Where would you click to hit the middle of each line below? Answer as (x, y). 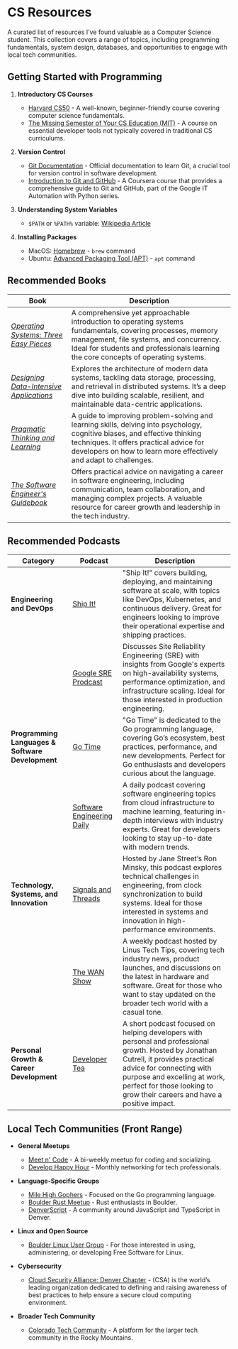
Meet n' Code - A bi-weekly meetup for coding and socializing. (120, 1160)
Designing (28, 377)
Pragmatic (28, 429)
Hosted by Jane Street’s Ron (170, 858)
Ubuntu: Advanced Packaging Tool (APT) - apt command (112, 258)
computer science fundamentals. (76, 115)
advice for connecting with (167, 1068)
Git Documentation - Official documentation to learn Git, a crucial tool (129, 165)
